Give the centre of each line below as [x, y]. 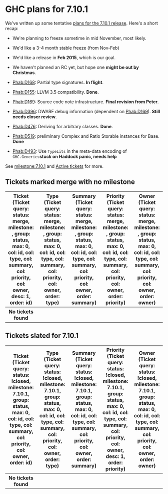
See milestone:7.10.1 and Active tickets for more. [54, 166]
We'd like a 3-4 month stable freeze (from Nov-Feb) [66, 48]
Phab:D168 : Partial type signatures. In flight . [58, 82]
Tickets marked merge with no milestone [70, 182]
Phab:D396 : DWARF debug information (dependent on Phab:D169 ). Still [86, 111]
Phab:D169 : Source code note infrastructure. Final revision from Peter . [85, 102]
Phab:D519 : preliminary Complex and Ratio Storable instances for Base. [86, 136]
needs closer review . [34, 117]
